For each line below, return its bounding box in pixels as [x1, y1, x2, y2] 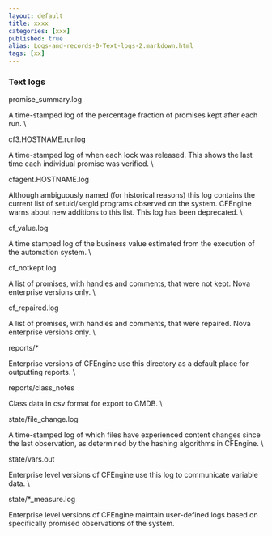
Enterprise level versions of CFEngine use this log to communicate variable [8, 470, 259, 480]
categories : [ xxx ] [8, 27, 70, 35]
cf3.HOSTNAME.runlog [8, 134, 87, 144]
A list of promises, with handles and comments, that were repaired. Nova [8, 319, 251, 329]
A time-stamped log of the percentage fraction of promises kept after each [8, 110, 258, 120]
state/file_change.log [8, 415, 79, 424]
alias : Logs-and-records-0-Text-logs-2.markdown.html [8, 42, 194, 50]
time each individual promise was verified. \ [8, 159, 154, 168]
